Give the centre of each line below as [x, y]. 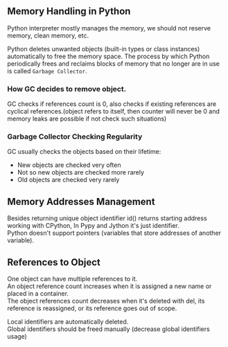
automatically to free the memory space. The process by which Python [108, 56]
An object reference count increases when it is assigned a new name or [109, 286]
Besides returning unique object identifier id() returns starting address [107, 218]
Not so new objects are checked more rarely [80, 172]
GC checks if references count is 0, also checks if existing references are [112, 104]
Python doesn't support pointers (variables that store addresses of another [114, 233]
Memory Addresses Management [81, 201]
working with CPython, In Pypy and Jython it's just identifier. [93, 226]
